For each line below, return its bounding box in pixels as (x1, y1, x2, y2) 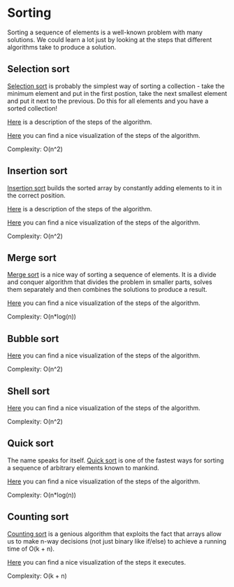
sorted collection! (7, 104, 58, 113)
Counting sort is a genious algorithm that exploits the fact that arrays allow (7, 530, 222, 538)
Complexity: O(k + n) (7, 572, 68, 580)
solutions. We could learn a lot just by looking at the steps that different (7, 35, 212, 43)
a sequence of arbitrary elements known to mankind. (7, 463, 159, 472)
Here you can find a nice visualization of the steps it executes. (7, 558, 187, 566)
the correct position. (7, 191, 66, 199)
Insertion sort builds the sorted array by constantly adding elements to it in (7, 183, 222, 192)
